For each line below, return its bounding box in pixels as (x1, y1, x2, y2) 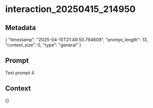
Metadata (5, 23, 36, 32)
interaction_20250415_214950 (5, 3, 136, 15)
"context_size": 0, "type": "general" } (5, 42, 82, 48)
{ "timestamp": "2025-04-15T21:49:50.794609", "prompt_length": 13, (5, 36, 148, 42)
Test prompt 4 (5, 69, 35, 75)
